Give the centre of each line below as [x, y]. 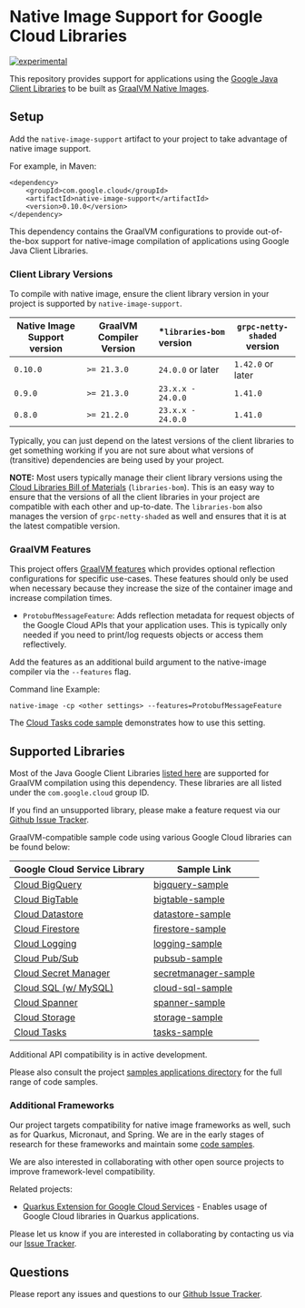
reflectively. [44, 644]
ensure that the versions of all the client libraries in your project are [135, 497]
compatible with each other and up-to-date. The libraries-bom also [136, 506]
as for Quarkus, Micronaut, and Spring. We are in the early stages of [137, 1135]
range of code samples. [54, 1082]
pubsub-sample [188, 959]
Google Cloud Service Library [79, 870]
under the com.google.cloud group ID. [79, 792]
